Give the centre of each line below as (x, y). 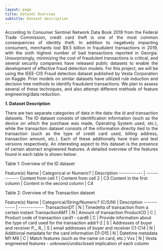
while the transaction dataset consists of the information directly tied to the (81, 129)
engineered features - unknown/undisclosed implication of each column (77, 244)
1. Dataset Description (28, 104)
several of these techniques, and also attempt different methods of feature (81, 89)
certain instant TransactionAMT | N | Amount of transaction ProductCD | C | (81, 213)
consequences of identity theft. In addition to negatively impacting (81, 43)
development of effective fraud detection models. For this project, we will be (81, 68)
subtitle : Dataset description (37, 18)
